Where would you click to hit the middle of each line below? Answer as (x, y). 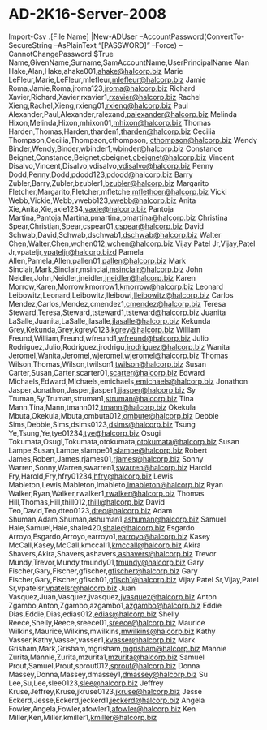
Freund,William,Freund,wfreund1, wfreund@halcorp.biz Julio (109, 338)
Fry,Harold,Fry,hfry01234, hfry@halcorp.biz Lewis (91, 476)
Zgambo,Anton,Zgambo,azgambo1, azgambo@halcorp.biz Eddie (115, 605)
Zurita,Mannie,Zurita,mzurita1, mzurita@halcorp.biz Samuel (106, 657)
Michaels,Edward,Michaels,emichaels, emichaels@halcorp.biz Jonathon (128, 381)
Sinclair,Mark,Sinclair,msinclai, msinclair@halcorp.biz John (106, 269)
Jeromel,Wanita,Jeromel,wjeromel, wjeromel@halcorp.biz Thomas (118, 355)
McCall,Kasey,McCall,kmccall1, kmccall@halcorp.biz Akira (105, 545)
